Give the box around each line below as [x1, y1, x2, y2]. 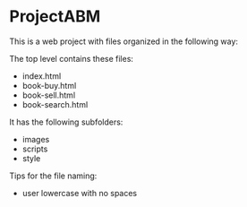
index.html [21, 70, 62, 82]
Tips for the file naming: [9, 170, 98, 181]
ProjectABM [9, 6, 101, 27]
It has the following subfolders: [9, 116, 123, 127]
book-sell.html [21, 90, 76, 100]
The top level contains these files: [9, 53, 134, 64]
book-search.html [21, 99, 89, 109]
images [21, 134, 50, 144]
